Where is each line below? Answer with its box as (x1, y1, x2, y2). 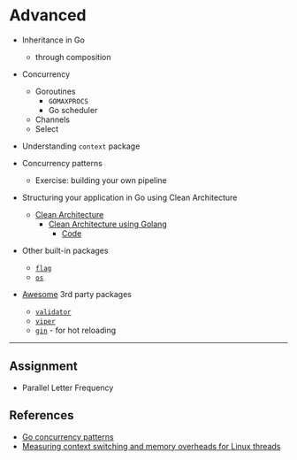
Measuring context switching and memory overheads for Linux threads (21, 441, 281, 451)
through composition (34, 51, 112, 62)
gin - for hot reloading (34, 325, 117, 335)
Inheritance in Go (21, 34, 86, 45)
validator (34, 307, 72, 317)
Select (34, 123, 59, 134)
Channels (34, 114, 71, 125)
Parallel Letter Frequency (21, 382, 114, 393)
